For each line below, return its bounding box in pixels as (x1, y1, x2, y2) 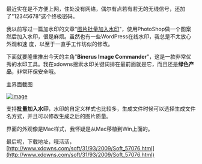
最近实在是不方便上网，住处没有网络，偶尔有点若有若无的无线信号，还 (6, 5, 180, 12)
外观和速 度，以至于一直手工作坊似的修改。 (6, 41, 113, 47)
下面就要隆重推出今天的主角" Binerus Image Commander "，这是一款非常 (6, 53, 186, 60)
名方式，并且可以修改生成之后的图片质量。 (6, 113, 112, 120)
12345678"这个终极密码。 (14, 13, 78, 20)
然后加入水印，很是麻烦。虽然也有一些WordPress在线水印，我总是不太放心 (6, 33, 192, 40)
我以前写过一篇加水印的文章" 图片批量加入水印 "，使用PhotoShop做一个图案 (6, 26, 191, 32)
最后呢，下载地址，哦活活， (6, 138, 75, 145)
